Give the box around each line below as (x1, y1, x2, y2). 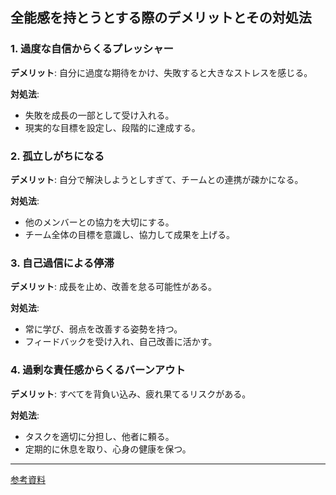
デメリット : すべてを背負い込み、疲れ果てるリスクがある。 (10, 388, 252, 400)
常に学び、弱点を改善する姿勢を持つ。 (24, 323, 183, 335)
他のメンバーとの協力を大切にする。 (24, 216, 175, 228)
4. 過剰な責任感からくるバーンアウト (10, 363, 186, 377)
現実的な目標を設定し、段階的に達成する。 (24, 121, 201, 133)
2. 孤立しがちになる (10, 149, 105, 163)
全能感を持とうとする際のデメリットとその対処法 (10, 9, 312, 27)
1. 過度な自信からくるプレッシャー (10, 42, 174, 56)
